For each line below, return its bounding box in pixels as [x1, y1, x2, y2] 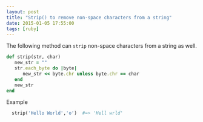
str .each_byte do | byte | [14, 65, 78, 71]
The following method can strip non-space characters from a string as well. [6, 42, 197, 50]
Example [6, 98, 28, 106]
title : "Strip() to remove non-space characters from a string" [6, 14, 172, 21]
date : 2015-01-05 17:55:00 [6, 20, 75, 26]
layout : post [6, 8, 39, 15]
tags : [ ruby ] [6, 25, 39, 32]
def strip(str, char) [6, 54, 61, 60]
